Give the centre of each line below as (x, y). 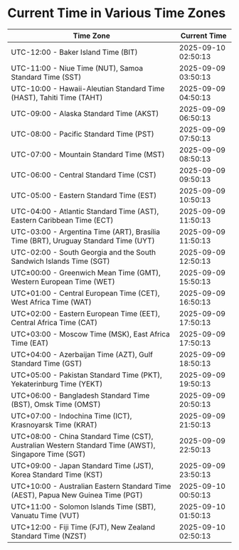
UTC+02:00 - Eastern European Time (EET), (85, 313)
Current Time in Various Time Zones (117, 13)
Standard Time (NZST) (49, 536)
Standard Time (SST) (46, 77)
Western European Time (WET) (63, 281)
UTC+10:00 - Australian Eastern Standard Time (91, 486)
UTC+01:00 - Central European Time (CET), (85, 293)
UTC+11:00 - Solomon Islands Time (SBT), (84, 507)
